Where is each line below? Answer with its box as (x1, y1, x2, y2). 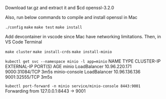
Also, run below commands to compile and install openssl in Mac (5, 14, 138, 20)
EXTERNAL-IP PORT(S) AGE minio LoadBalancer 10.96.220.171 (5, 64, 132, 69)
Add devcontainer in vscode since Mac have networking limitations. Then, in (5, 34, 161, 39)
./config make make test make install (5, 25, 83, 30)
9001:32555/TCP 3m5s (5, 74, 53, 80)
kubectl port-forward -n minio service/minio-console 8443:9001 (5, 84, 141, 89)
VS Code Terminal (5, 39, 42, 45)
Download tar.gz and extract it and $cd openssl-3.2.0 (5, 5, 114, 10)
